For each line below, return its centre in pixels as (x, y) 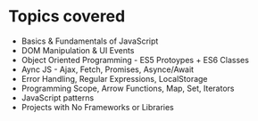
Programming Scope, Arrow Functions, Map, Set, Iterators (128, 88)
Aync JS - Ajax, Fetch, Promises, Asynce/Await (107, 69)
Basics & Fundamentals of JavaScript (90, 41)
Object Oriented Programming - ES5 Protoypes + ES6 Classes (135, 60)
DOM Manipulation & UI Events (78, 50)
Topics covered (67, 16)
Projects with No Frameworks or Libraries (98, 107)
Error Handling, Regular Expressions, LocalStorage (114, 78)
